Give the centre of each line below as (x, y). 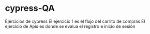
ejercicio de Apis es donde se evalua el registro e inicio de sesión (70, 26)
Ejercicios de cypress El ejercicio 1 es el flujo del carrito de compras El (75, 21)
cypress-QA (30, 8)
